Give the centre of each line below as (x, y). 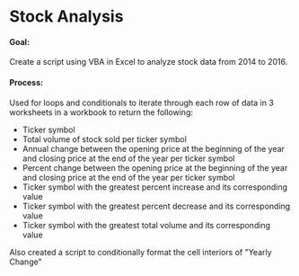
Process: (26, 82)
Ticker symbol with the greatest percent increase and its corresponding (155, 187)
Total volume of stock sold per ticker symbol (104, 139)
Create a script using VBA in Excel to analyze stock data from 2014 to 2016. (149, 62)
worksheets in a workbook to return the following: (101, 112)
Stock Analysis (66, 17)
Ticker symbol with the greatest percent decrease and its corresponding (156, 206)
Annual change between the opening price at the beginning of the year (154, 148)
